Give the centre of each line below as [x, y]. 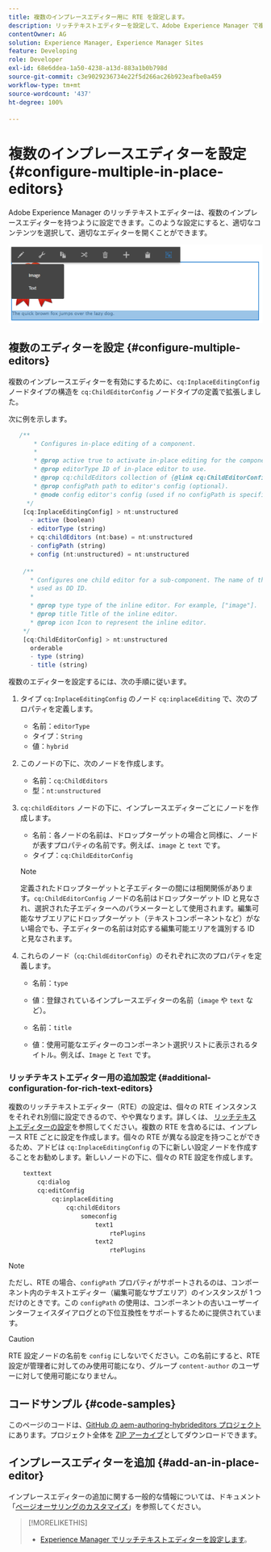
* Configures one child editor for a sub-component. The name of [142, 580]
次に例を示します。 [40, 418]
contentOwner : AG [38, 34]
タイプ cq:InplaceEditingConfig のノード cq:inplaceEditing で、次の [135, 699]
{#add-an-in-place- [208, 1463]
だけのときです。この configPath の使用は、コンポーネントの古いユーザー [130, 1303]
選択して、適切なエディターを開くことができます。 [127, 233]
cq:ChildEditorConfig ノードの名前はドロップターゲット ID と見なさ [147, 898]
